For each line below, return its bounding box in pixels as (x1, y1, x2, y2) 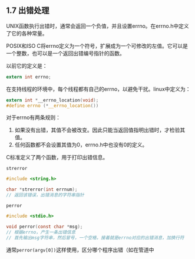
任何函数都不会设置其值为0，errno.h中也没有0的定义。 (14, 141, 148, 149)
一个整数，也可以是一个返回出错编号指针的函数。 (6, 50, 125, 57)
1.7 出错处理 (6, 5, 49, 16)
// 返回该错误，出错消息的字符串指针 (6, 192, 84, 198)
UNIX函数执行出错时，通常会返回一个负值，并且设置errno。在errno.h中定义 (6, 22, 190, 29)
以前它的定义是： (6, 62, 48, 69)
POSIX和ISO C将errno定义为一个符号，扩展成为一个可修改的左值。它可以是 (6, 42, 189, 49)
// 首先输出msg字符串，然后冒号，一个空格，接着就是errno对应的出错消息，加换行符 (6, 235, 184, 241)
